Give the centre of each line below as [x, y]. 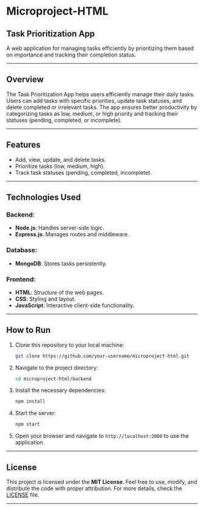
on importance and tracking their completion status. [71, 55]
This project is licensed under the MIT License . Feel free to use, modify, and [102, 482]
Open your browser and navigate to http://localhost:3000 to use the [102, 436]
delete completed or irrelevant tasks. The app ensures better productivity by [102, 107]
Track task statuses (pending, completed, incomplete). [83, 172]
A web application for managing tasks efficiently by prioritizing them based [100, 48]
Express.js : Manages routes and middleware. [72, 234]
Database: [22, 250]
